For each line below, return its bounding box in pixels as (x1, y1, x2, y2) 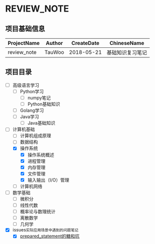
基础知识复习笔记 (106, 49, 147, 56)
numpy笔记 (27, 94, 51, 101)
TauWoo (44, 49, 64, 55)
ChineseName (109, 40, 144, 46)
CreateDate (71, 40, 100, 46)
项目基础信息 (5, 24, 45, 33)
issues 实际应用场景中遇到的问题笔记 (12, 227, 79, 233)
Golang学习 (20, 107, 44, 113)
